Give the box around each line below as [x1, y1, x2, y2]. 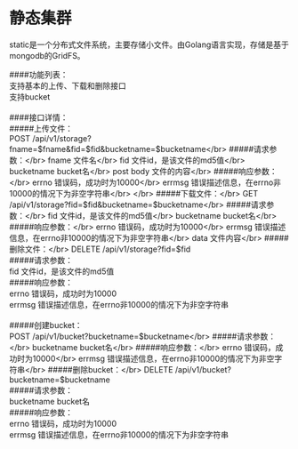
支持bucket [9, 91, 51, 102]
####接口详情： [9, 112, 68, 123]
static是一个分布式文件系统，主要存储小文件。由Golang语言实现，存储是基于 [9, 39, 289, 50]
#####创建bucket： [9, 319, 83, 330]
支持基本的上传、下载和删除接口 [9, 80, 126, 91]
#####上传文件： [9, 123, 74, 133]
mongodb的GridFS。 [9, 50, 86, 60]
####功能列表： [9, 68, 68, 80]
